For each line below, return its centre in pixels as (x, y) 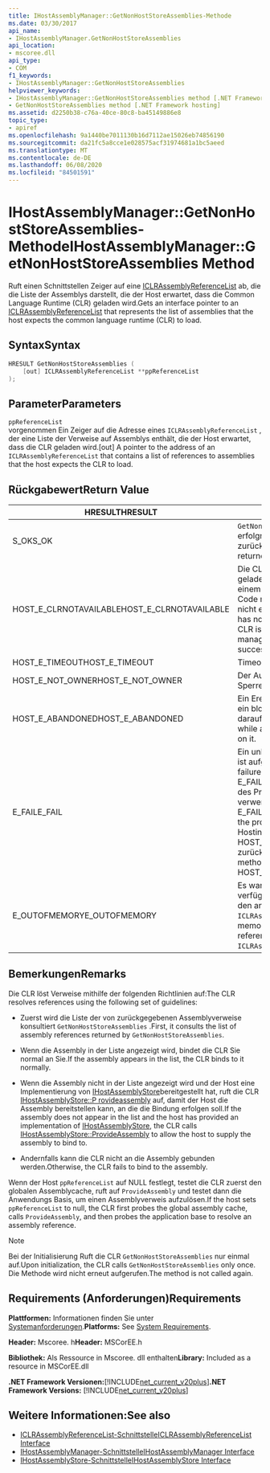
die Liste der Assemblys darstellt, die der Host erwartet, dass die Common (131, 294)
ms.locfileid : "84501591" (51, 173)
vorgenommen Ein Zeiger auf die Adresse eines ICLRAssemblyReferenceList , (135, 430)
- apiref (23, 128)
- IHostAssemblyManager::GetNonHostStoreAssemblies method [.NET (120, 98)
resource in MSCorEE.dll (49, 1366)
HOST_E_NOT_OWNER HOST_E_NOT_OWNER (97, 680)
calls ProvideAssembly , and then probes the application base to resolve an (130, 1216)
